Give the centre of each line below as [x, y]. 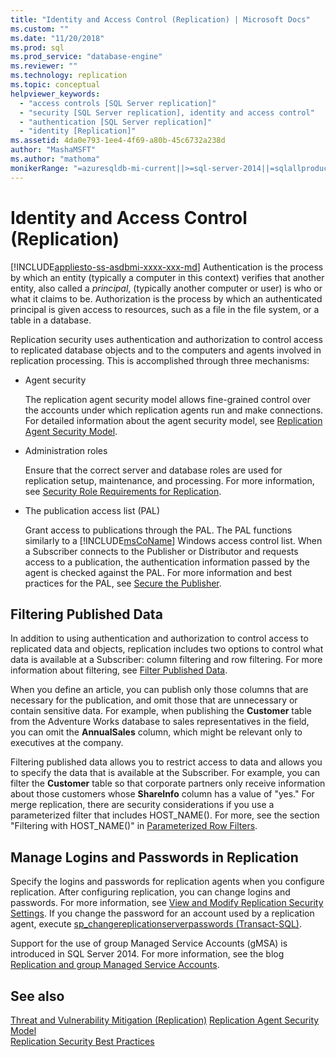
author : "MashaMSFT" [53, 150]
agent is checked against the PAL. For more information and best [158, 572]
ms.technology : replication [69, 76]
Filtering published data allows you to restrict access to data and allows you [166, 762]
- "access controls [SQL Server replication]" [118, 103]
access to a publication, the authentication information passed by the [167, 562]
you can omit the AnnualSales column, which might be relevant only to [156, 732]
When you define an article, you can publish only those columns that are [159, 690]
